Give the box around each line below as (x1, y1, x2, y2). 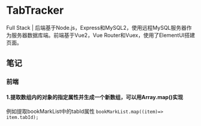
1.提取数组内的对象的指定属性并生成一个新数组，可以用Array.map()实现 (6, 93, 184, 100)
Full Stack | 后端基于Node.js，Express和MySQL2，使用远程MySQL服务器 (6, 24, 187, 31)
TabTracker (6, 4, 64, 17)
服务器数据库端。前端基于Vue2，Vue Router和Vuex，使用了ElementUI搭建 (11, 31, 195, 39)
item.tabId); (6, 115, 39, 121)
